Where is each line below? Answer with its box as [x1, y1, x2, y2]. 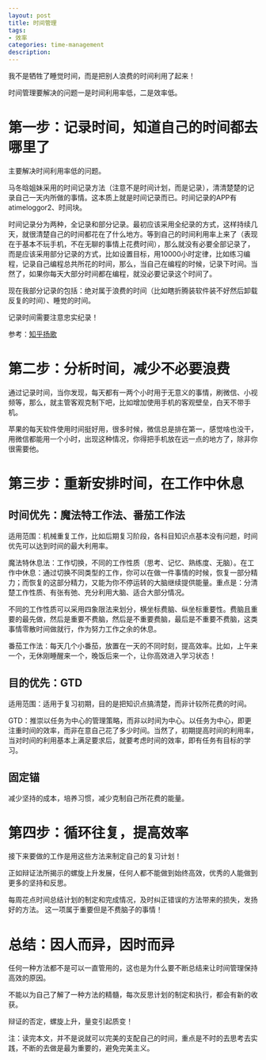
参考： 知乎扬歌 [8, 329, 57, 339]
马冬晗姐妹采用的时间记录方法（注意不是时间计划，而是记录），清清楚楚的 [8, 183, 248, 192]
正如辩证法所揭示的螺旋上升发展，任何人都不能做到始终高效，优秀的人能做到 [8, 868, 258, 878]
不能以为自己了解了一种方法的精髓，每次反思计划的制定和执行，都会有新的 [8, 990, 251, 1000]
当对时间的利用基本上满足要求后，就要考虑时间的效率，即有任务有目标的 [8, 735, 244, 745]
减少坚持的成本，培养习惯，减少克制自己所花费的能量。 [8, 793, 188, 803]
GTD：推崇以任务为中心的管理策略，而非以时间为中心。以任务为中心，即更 [8, 716, 252, 725]
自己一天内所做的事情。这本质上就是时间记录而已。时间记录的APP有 [14, 192, 237, 202]
